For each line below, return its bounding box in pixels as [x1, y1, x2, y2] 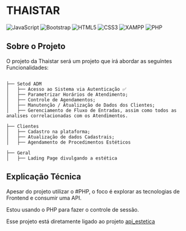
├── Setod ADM [6, 81, 42, 87]
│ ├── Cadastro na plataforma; [6, 129, 91, 135]
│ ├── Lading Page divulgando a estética [6, 155, 118, 161]
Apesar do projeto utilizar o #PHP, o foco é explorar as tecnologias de [6, 187, 180, 195]
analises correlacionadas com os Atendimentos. [6, 113, 129, 119]
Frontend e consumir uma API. [6, 194, 82, 201]
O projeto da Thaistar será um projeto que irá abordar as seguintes [6, 57, 172, 64]
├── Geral [6, 150, 31, 156]
